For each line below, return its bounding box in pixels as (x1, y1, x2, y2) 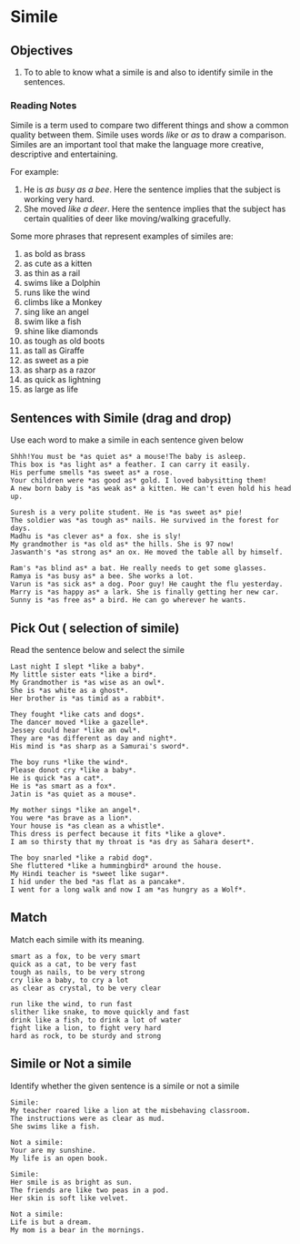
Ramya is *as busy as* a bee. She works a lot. (10, 572, 195, 581)
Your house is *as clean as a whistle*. (10, 821, 166, 831)
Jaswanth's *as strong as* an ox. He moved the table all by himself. (10, 548, 284, 557)
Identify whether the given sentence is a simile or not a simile (10, 1080, 240, 1091)
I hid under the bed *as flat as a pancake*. (10, 877, 185, 886)
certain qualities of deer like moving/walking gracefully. (23, 213, 231, 224)
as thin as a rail (23, 268, 81, 279)
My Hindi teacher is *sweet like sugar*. (10, 869, 170, 878)
